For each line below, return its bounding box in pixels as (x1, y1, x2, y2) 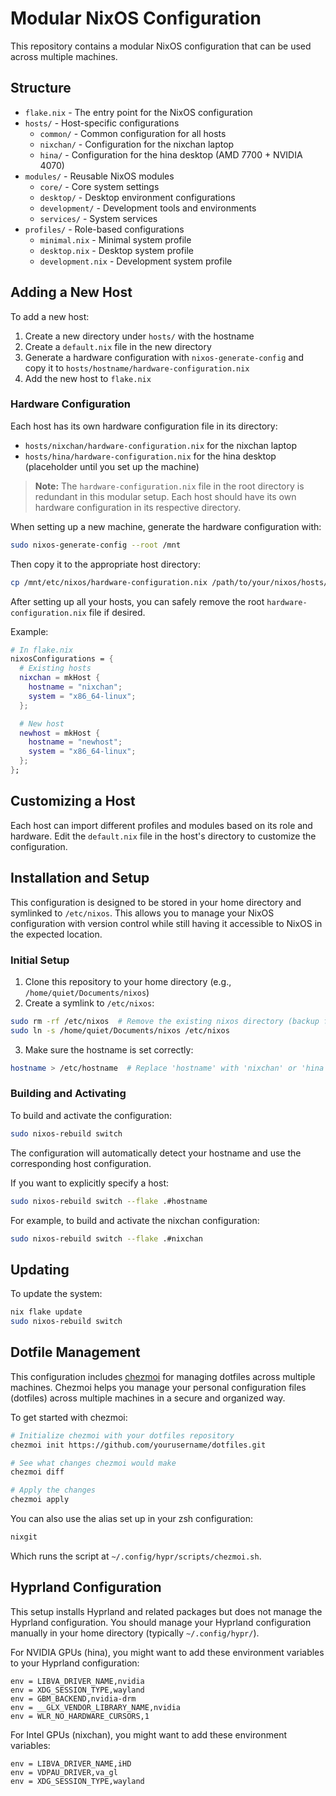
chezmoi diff (10, 1467, 65, 1477)
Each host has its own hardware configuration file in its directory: (10, 420, 278, 432)
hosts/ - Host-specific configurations (24, 117, 180, 129)
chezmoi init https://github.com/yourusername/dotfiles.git (10, 1440, 267, 1450)
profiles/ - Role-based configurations (24, 223, 185, 235)
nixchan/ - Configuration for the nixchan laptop (39, 138, 235, 150)
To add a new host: (10, 310, 90, 322)
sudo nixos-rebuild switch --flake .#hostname (10, 1196, 208, 1206)
